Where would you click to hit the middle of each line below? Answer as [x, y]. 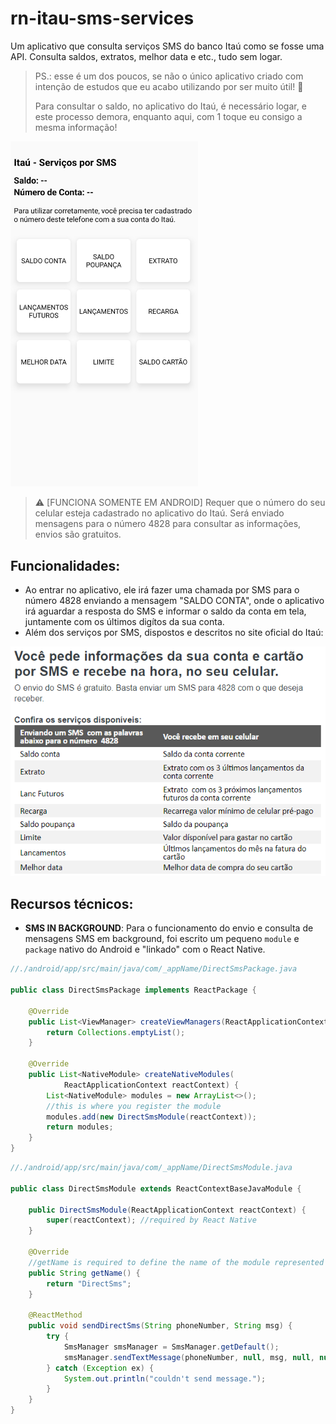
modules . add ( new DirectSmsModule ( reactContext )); [151, 1117]
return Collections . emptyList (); [116, 1032]
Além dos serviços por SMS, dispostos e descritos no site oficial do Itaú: [174, 633]
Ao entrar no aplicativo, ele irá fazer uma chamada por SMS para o [162, 590]
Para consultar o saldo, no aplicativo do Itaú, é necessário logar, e [170, 106]
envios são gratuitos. [78, 534]
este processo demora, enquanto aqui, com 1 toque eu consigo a [168, 116]
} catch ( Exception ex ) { [100, 1368]
